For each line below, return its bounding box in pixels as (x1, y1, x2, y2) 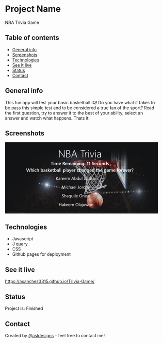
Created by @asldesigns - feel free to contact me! (5, 332, 105, 338)
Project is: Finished (5, 305, 43, 311)
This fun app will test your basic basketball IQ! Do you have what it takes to (5, 99, 155, 105)
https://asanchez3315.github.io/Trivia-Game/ (5, 279, 95, 285)
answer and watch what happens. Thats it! (5, 115, 90, 121)
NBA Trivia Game (5, 19, 40, 25)
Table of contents (5, 34, 59, 42)
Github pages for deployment (12, 251, 71, 257)
